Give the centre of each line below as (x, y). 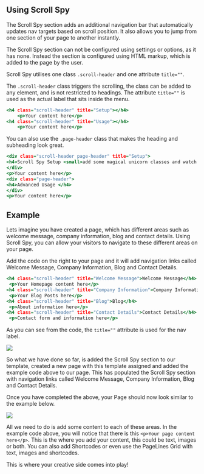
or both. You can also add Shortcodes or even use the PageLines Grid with (100, 447)
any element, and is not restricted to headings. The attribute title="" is (96, 92)
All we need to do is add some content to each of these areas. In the (92, 427)
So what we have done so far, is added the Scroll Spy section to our (91, 359)
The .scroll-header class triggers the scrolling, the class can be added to (99, 86)
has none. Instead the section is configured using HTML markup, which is (98, 56)
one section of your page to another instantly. (63, 37)
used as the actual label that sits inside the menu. (68, 99)
